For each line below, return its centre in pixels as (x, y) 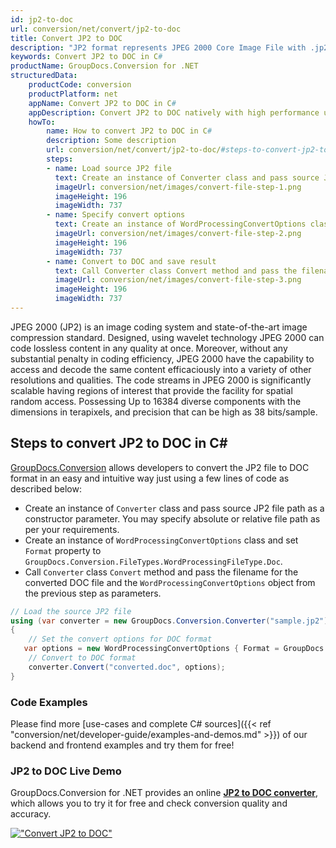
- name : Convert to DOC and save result (131, 261)
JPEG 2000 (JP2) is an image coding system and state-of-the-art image (159, 327)
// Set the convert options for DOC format (120, 639)
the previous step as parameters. (93, 593)
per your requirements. (72, 529)
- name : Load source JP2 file (109, 168)
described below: (46, 488)
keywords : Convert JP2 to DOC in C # (86, 57)
